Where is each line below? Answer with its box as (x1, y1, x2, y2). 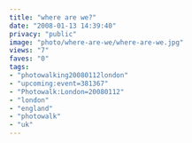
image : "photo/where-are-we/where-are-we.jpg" (9, 37, 184, 47)
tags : (9, 63, 29, 72)
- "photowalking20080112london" (9, 71, 128, 80)
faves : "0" (9, 54, 50, 63)
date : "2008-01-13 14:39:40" (9, 21, 117, 30)
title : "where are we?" (9, 12, 97, 22)
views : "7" (9, 46, 50, 55)
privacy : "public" (9, 29, 77, 38)
